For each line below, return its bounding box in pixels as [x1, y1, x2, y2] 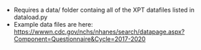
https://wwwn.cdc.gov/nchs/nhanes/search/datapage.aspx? [13, 27, 185, 36]
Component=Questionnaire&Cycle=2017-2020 [13, 35, 146, 43]
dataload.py [13, 13, 48, 21]
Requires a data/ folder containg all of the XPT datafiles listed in [13, 6, 195, 14]
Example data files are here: [13, 21, 94, 28]
